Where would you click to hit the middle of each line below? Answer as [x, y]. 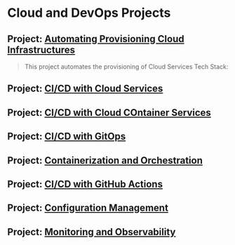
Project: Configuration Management [88, 208]
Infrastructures [41, 49]
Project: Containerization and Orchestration [105, 160]
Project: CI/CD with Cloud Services [85, 89]
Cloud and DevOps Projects [89, 13]
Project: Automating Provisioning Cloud [96, 39]
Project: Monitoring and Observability [92, 232]
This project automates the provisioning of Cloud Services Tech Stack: [126, 67]
